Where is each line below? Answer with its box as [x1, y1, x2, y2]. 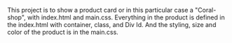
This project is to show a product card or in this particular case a [7, 6, 194, 14]
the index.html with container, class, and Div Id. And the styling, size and [7, 21, 217, 28]
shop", [7, 13, 26, 21]
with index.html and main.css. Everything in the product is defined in [27, 13, 226, 21]
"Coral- [195, 6, 217, 14]
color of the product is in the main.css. [7, 28, 119, 36]
